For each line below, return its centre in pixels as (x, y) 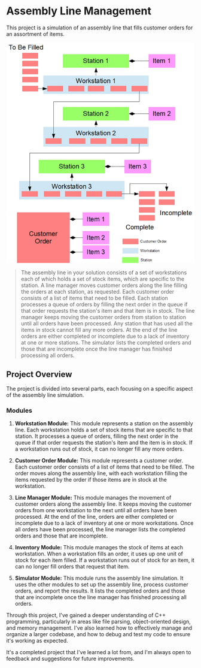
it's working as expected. (37, 641)
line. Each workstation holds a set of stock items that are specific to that (103, 430)
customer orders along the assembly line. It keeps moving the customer (103, 504)
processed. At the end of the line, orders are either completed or (95, 517)
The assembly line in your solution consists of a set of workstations (104, 273)
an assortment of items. (35, 34)
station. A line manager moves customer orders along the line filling (104, 285)
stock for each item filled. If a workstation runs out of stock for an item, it (104, 560)
